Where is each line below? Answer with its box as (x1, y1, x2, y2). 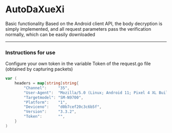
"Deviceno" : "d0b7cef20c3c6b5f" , (24, 104, 102, 109)
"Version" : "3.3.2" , (24, 109, 77, 115)
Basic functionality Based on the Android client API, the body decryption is (5, 20, 163, 27)
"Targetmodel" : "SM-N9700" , (24, 95, 83, 100)
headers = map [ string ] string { (14, 81, 79, 86)
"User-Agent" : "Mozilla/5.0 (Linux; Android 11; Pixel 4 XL (24, 90, 157, 95)
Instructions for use (5, 49, 55, 56)
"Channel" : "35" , (24, 85, 70, 91)
